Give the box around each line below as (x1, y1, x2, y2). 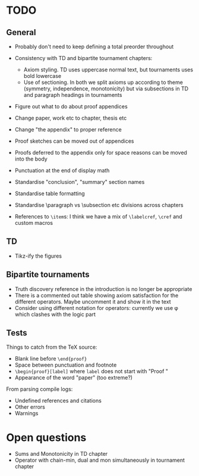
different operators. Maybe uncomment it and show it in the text (14, 298, 171, 305)
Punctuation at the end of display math (14, 167, 110, 174)
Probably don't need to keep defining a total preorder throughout (14, 43, 174, 50)
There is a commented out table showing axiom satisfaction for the (14, 292, 179, 299)
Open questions (6, 431, 87, 444)
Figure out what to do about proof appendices (14, 103, 128, 110)
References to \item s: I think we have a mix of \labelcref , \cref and (14, 213, 182, 220)
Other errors (14, 403, 46, 411)
